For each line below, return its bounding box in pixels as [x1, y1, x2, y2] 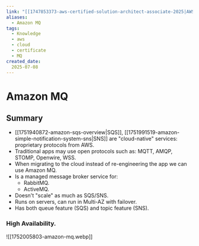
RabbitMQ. [23, 179, 50, 187]
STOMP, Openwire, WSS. [14, 154, 76, 161]
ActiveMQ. [23, 185, 49, 193]
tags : [6, 25, 20, 31]
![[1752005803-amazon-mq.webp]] [6, 233, 93, 240]
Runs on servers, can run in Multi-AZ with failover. [14, 198, 137, 206]
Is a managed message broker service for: [14, 173, 118, 180]
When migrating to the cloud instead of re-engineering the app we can [14, 160, 188, 168]
